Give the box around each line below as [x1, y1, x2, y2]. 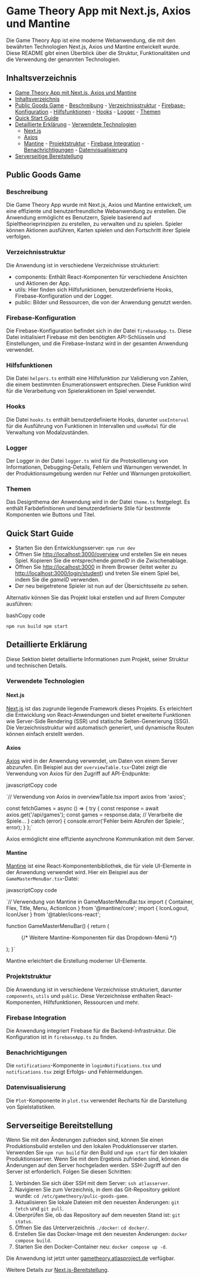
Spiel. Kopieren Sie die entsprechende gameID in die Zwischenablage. [14, 557, 188, 564]
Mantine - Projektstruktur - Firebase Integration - [23, 139, 144, 147]
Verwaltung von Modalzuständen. [6, 429, 90, 436]
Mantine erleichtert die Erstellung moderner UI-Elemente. [6, 957, 147, 964]
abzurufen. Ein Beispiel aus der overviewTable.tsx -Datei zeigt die [6, 764, 167, 771]
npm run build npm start [6, 624, 68, 630]
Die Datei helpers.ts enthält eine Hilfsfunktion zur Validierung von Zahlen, [6, 375, 189, 382]
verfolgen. [6, 233, 32, 240]
